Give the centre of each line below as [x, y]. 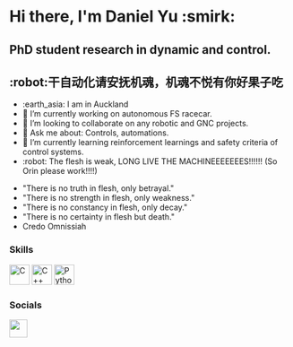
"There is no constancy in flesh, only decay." [105, 207]
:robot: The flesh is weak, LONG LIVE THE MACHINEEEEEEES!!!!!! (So [150, 161]
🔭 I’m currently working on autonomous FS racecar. [117, 114]
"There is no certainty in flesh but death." [99, 217]
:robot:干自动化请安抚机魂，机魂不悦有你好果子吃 [146, 82]
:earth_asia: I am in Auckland [75, 104]
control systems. [53, 152]
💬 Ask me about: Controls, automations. [95, 133]
